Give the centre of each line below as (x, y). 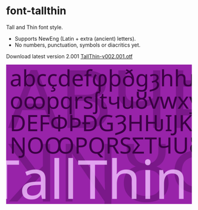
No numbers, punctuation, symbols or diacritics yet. (77, 45)
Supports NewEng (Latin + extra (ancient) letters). (75, 38)
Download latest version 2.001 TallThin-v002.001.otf (69, 56)
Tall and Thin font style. (34, 27)
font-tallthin (36, 11)
